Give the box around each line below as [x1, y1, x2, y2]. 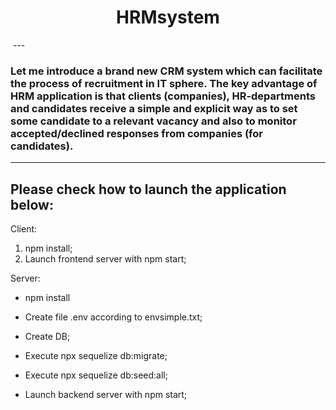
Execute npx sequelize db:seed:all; [24, 369, 168, 381]
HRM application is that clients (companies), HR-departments [10, 89, 316, 103]
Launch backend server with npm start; [24, 389, 188, 401]
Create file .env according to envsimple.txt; [24, 311, 203, 323]
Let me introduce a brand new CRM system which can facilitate [10, 64, 323, 78]
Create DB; [24, 331, 71, 343]
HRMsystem [116, 6, 220, 29]
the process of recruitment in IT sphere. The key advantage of [10, 76, 318, 90]
